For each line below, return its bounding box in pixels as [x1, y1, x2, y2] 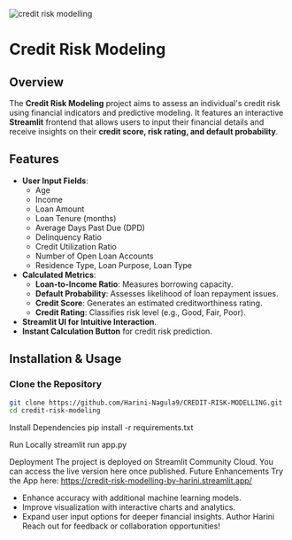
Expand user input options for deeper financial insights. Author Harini [21, 512, 275, 522]
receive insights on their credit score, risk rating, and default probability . [9, 127, 279, 136]
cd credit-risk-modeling [9, 406, 101, 415]
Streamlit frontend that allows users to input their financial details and [9, 117, 265, 127]
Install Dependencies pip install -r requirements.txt [9, 422, 194, 433]
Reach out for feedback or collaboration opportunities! [21, 521, 221, 531]
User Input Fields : [21, 175, 88, 186]
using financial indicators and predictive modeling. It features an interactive [9, 107, 284, 118]
